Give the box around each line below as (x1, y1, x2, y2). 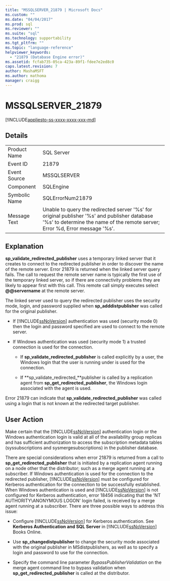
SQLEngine (42, 183, 69, 190)
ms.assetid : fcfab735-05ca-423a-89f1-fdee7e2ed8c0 (5, 59, 114, 64)
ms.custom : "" (5, 12, 35, 17)
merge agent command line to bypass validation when (12, 565, 125, 571)
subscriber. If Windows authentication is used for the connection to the (5, 471, 153, 477)
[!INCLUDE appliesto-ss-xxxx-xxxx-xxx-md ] (5, 117, 96, 123)
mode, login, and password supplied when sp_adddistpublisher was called (5, 303, 163, 309)
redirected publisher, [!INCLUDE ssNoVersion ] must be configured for (5, 476, 149, 482)
